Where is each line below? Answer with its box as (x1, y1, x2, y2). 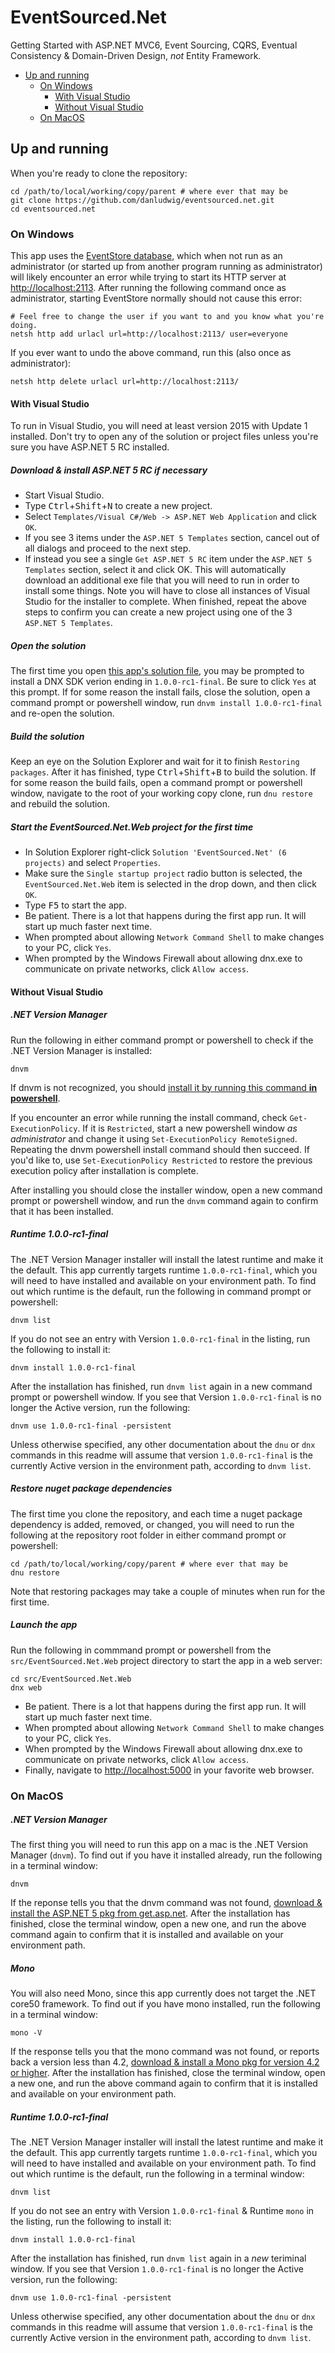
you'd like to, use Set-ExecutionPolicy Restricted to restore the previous (10, 1154, 313, 1166)
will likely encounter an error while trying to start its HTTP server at (10, 271, 287, 283)
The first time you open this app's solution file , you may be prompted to (10, 665, 305, 677)
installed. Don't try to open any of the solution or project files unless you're (10, 431, 319, 443)
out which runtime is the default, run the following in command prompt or (10, 1285, 312, 1297)
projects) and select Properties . (24, 857, 162, 869)
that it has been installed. (10, 1205, 114, 1217)
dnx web (10, 1682, 43, 1693)
